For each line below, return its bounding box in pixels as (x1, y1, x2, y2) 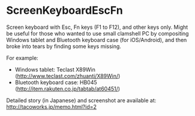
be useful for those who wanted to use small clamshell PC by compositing (6, 29, 189, 37)
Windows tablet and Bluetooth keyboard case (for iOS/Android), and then (6, 36, 187, 43)
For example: (6, 54, 39, 61)
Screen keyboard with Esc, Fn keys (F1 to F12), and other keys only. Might (6, 23, 188, 31)
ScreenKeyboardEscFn (6, 4, 123, 17)
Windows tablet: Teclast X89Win (14, 66, 96, 73)
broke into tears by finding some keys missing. (6, 43, 122, 50)
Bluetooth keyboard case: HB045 (14, 79, 97, 86)
